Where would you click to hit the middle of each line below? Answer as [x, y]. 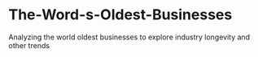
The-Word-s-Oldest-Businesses [120, 15]
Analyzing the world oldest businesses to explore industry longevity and [129, 37]
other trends [29, 45]
